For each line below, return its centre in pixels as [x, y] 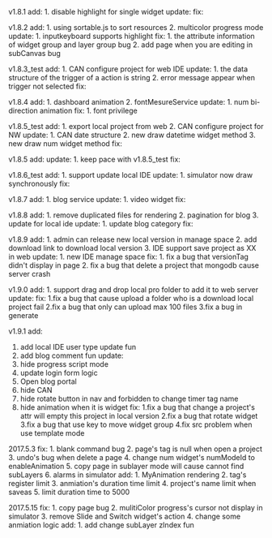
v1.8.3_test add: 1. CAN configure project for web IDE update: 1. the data [128, 69]
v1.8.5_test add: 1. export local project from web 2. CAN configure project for [136, 126]
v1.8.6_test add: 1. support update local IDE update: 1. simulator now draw [131, 175]
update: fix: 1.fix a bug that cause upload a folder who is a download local [131, 298]
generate [23, 315]
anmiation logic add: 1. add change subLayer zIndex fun [101, 525]
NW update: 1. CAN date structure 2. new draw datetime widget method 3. [132, 135]
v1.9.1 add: [25, 331]
